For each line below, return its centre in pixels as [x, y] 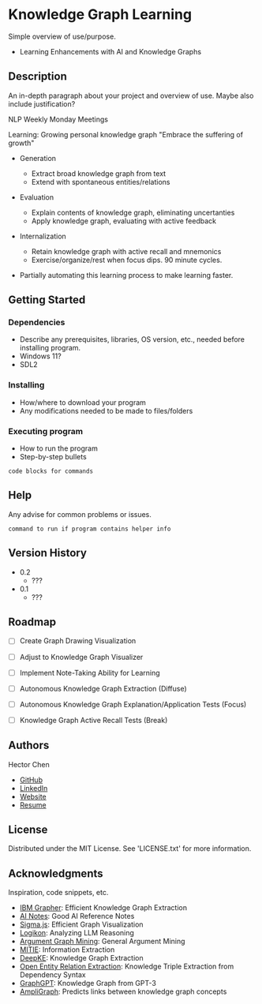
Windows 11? [40, 356]
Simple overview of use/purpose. [62, 36]
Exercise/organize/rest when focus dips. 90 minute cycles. [127, 260]
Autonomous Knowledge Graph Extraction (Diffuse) [103, 688]
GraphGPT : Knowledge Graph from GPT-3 [88, 983]
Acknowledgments [56, 873]
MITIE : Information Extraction [67, 950]
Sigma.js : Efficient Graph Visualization [81, 924]
